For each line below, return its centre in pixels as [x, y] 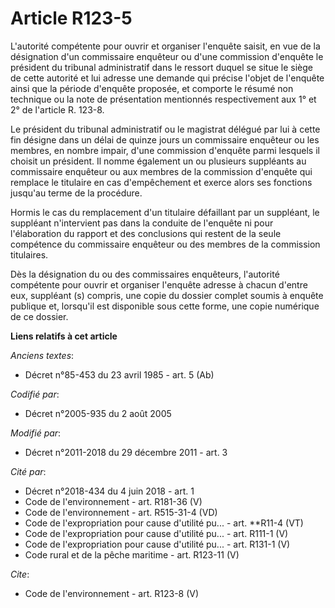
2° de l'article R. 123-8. [57, 109]
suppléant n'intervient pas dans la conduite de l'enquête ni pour [142, 223]
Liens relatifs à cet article [64, 336]
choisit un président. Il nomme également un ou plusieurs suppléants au [158, 161]
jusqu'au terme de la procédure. [76, 193]
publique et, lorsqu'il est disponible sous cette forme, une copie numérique [165, 306]
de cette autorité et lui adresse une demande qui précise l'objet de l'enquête [167, 78]
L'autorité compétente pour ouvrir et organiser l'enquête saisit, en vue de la [165, 46]
